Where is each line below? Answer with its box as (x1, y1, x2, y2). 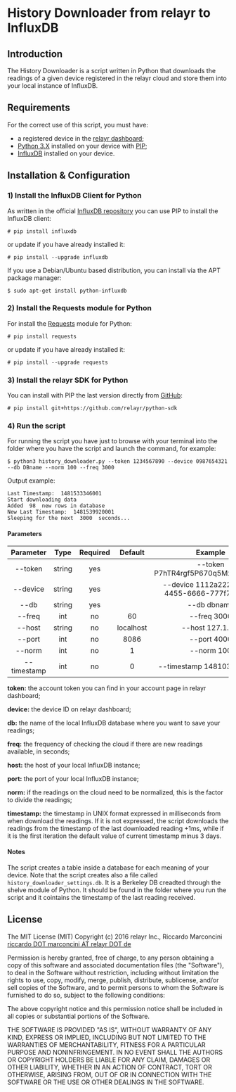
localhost (117, 623, 147, 633)
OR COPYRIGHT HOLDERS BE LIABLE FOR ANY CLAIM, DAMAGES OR (7, 1055, 211, 1064)
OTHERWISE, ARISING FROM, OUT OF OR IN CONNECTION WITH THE (7, 1070, 212, 1079)
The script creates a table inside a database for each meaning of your (7, 863, 209, 872)
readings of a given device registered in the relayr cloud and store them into (7, 74, 227, 82)
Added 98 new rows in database (7, 502, 105, 509)
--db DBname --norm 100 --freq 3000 (7, 464, 114, 471)
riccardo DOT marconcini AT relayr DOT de (7, 939, 131, 948)
